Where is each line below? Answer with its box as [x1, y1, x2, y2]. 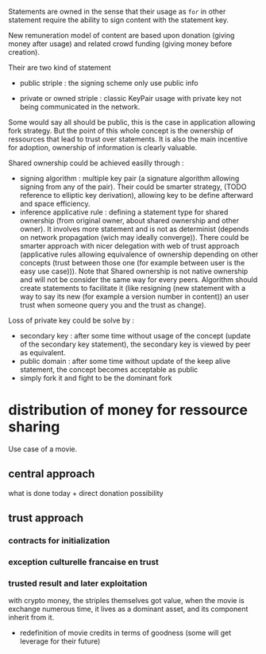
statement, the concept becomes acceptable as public [19, 365, 199, 374]
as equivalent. [19, 348, 66, 357]
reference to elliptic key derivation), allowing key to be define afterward [19, 191, 254, 199]
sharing [8, 418, 60, 436]
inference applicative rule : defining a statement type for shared [19, 207, 229, 217]
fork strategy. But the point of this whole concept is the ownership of [8, 126, 233, 135]
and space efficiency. [19, 199, 91, 208]
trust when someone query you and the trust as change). [19, 300, 206, 309]
